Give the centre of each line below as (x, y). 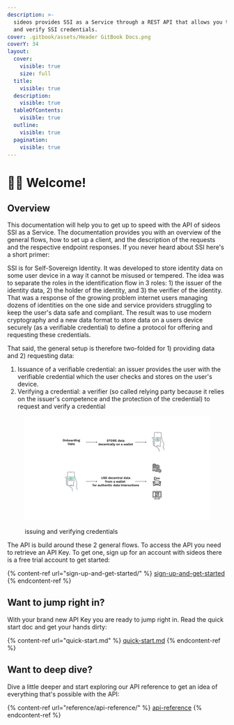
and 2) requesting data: (41, 356)
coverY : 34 (23, 44)
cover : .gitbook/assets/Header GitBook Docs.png (79, 37)
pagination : (31, 140)
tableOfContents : (39, 111)
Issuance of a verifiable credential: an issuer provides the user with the (119, 369)
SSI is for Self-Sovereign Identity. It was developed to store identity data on (115, 268)
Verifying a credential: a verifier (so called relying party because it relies (121, 391)
